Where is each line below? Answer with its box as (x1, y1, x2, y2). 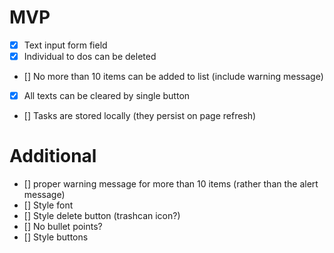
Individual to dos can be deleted (23, 51, 157, 62)
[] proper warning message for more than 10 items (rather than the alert (23, 178, 319, 190)
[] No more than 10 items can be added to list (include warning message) (23, 71, 324, 83)
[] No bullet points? (23, 221, 103, 233)
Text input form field (23, 39, 108, 51)
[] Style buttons (23, 231, 89, 243)
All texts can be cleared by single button (23, 90, 191, 102)
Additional (9, 145, 97, 168)
